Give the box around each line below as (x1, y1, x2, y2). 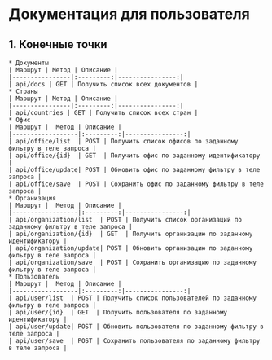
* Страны (8, 87, 38, 95)
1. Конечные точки (8, 37, 107, 51)
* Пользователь (8, 273, 60, 281)
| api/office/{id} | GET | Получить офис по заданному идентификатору (8, 151, 261, 160)
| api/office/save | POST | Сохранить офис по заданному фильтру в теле (8, 180, 265, 188)
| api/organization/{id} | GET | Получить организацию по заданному (8, 230, 253, 238)
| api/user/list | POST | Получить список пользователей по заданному (8, 294, 257, 302)
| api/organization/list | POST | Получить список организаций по (8, 216, 243, 224)
